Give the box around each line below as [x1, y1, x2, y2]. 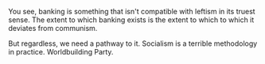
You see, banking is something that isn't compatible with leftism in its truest [8, 7, 256, 16]
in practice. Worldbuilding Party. [8, 47, 114, 56]
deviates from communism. [8, 24, 98, 32]
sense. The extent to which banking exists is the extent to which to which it [8, 15, 255, 24]
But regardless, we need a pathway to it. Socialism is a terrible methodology [8, 39, 258, 48]
